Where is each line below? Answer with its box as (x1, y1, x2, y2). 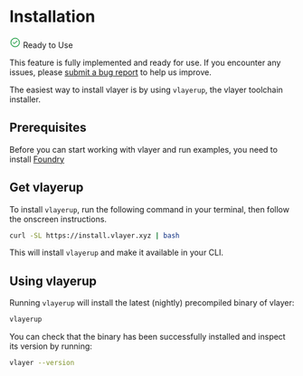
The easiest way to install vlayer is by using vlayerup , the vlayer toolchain (9, 84, 283, 95)
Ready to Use (22, 39, 74, 51)
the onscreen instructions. (9, 213, 107, 224)
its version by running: (9, 341, 93, 352)
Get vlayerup (9, 180, 84, 195)
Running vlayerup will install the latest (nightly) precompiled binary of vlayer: (9, 297, 295, 308)
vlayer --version (9, 359, 75, 368)
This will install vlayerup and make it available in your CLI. (9, 247, 224, 258)
